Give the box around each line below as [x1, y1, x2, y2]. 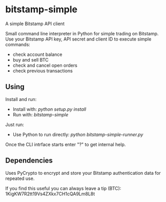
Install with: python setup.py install [12, 106, 86, 112]
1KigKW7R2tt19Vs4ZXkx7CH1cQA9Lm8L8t [5, 191, 95, 197]
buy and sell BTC [12, 56, 49, 63]
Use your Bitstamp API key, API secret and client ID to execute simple [5, 36, 152, 42]
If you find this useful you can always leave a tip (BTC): [5, 185, 121, 191]
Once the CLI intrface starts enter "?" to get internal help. [5, 141, 126, 147]
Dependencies [5, 156, 53, 165]
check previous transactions [12, 68, 73, 74]
